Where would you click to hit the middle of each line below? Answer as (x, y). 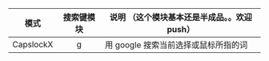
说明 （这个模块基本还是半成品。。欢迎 (181, 17)
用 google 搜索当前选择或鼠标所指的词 (177, 45)
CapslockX (33, 45)
